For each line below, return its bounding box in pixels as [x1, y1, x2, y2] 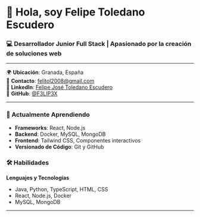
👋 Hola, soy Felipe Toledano [6, 5, 145, 19]
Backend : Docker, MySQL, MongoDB [14, 131, 106, 138]
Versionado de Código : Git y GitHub [14, 143, 104, 150]
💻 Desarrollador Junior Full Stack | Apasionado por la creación [6, 40, 192, 48]
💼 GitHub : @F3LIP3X [6, 90, 58, 97]
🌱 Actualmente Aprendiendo [6, 110, 90, 119]
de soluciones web [6, 49, 62, 58]
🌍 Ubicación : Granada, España [6, 69, 84, 76]
